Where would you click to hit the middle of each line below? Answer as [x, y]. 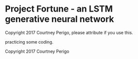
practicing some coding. [29, 42]
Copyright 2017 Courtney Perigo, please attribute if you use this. [69, 32]
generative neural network [60, 19]
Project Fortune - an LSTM [59, 9]
